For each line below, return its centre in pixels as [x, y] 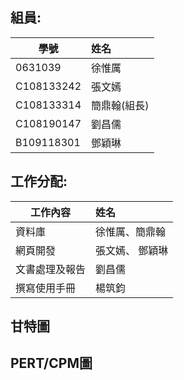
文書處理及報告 [51, 269]
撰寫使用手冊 [46, 288]
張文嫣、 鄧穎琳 [132, 250]
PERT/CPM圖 [51, 363]
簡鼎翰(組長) [120, 105]
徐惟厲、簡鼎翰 [131, 231]
